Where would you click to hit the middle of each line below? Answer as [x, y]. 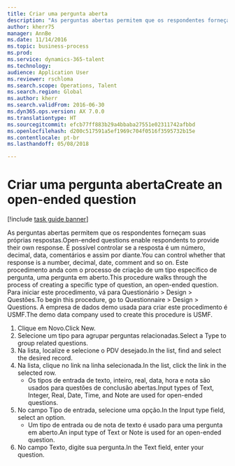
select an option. [42, 418]
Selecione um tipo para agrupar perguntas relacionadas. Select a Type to [122, 336]
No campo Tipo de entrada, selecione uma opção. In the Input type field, [121, 410]
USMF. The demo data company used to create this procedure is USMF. [110, 315]
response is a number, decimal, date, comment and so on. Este [98, 263]
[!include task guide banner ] [48, 219]
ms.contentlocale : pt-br [43, 137]
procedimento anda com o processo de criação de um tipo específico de [112, 270]
